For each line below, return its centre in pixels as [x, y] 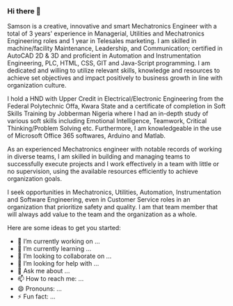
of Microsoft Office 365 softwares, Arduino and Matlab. [86, 136]
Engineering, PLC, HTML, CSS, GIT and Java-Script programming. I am [109, 63]
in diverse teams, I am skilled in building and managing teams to [99, 156]
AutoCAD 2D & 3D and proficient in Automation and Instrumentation [104, 56]
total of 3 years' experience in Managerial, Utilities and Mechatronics [106, 33]
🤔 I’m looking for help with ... [58, 264]
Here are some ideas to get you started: [64, 228]
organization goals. [35, 179]
